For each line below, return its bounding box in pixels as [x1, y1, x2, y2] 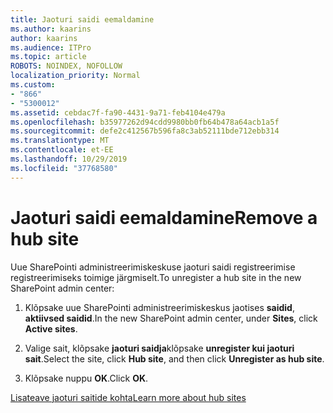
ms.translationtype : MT [10, 136, 110, 146]
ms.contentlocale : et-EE [10, 145, 114, 155]
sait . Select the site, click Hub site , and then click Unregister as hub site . [24, 352, 325, 365]
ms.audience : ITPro [10, 42, 92, 53]
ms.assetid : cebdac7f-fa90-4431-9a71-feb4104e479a [10, 107, 226, 118]
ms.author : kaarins [10, 24, 92, 34]
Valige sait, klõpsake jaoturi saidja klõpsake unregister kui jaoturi [24, 342, 295, 354]
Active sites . [24, 322, 78, 335]
